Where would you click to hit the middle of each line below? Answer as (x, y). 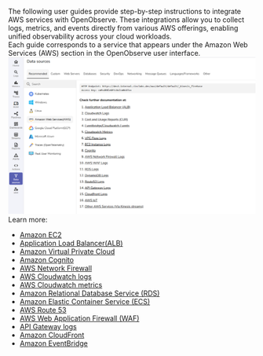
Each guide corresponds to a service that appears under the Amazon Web (128, 45)
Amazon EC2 (40, 235)
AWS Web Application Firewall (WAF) (79, 318)
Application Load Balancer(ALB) (71, 244)
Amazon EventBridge (54, 343)
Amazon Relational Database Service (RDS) (89, 293)
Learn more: (28, 220)
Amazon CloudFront (52, 335)
